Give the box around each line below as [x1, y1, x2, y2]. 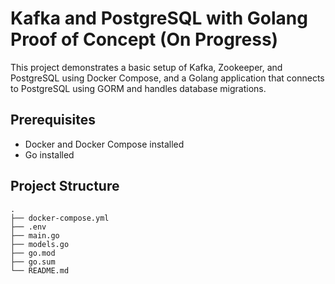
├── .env [10, 222, 47, 232]
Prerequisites [10, 112, 96, 129]
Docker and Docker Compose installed [24, 138, 185, 150]
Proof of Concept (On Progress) [10, 28, 279, 51]
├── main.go [10, 230, 60, 241]
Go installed [24, 148, 75, 161]
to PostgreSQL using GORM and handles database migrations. [10, 82, 267, 94]
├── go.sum [10, 257, 56, 267]
